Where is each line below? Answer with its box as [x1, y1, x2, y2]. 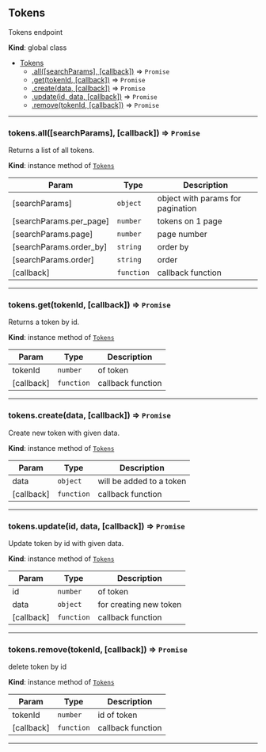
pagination [157, 203, 197, 214]
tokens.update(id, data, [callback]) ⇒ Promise [8, 521, 185, 532]
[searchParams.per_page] [12, 216, 109, 227]
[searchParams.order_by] [12, 242, 108, 253]
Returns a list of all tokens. [8, 146, 95, 155]
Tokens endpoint [8, 27, 63, 36]
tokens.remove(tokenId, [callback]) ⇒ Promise [8, 643, 188, 655]
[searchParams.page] [12, 229, 93, 240]
